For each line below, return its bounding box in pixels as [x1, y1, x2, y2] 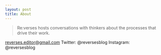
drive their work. [16, 30, 50, 36]
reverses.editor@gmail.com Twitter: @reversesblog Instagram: [5, 39, 130, 45]
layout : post [5, 7, 32, 12]
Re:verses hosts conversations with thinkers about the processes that [16, 25, 156, 30]
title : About [5, 12, 32, 16]
